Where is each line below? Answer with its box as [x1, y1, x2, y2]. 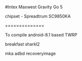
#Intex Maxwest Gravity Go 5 [5, 4, 63, 10]
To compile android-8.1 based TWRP [5, 32, 78, 37]
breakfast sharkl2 [5, 41, 40, 47]
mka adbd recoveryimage [5, 50, 56, 56]
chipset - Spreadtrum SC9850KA [5, 13, 71, 19]
